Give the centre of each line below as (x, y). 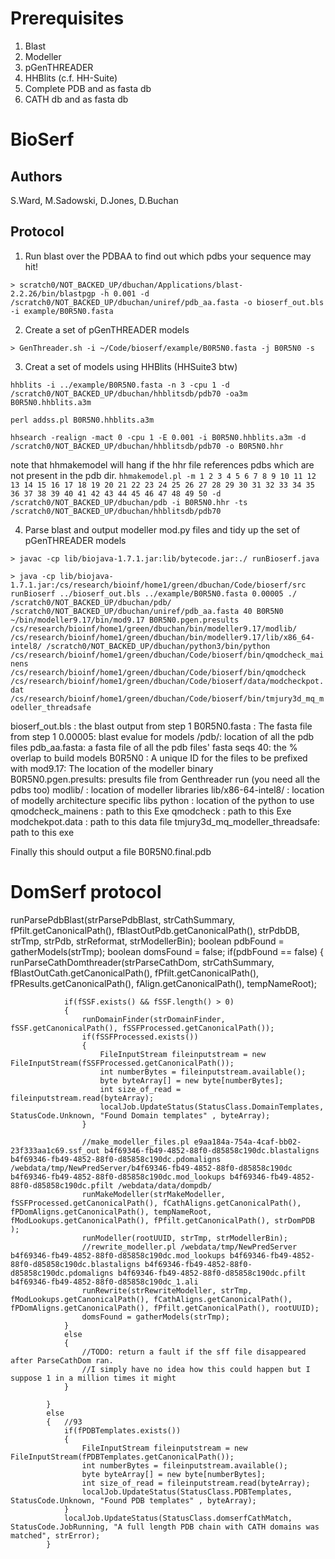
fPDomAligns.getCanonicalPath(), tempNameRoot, (111, 1212)
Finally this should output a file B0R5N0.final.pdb (111, 851)
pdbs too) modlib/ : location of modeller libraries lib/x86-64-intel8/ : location (167, 789)
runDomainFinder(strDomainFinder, (153, 1019)
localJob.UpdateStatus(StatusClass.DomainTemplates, (212, 1107)
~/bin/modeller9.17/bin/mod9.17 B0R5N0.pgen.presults (125, 620)
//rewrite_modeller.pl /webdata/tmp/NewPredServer (189, 1247)
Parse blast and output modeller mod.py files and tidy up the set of (162, 529)
